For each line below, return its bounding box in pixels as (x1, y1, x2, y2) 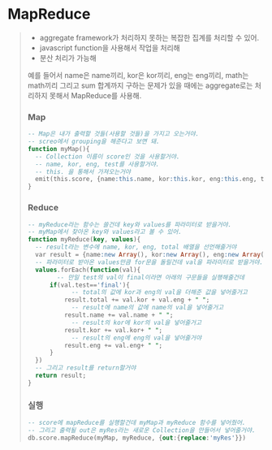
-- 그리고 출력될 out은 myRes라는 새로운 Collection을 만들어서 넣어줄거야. (27, 426, 257, 435)
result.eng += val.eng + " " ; (63, 341, 163, 349)
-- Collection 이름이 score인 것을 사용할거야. (35, 152, 180, 161)
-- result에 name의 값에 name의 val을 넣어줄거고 (71, 304, 224, 312)
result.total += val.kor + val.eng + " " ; (63, 296, 210, 305)
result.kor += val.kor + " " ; (63, 326, 163, 334)
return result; (35, 371, 87, 380)
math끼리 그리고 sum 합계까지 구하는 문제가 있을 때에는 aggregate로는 (27, 80, 253, 90)
